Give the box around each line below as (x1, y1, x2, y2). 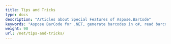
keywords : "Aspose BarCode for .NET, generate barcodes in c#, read (5, 21, 154, 27)
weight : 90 (5, 26, 28, 31)
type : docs (5, 12, 28, 17)
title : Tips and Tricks (5, 7, 56, 13)
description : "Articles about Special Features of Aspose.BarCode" (5, 17, 152, 22)
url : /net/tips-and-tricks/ (5, 31, 65, 36)
